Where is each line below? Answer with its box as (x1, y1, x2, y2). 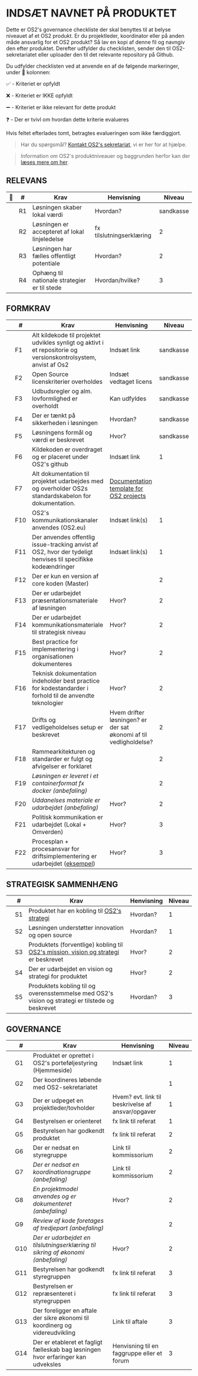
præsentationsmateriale (32, 596, 98, 604)
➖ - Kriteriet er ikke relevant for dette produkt (6, 104, 116, 111)
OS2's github (32, 460, 69, 468)
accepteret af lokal (32, 228, 84, 236)
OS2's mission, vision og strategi (28, 948, 120, 956)
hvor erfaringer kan (32, 1353, 87, 1361)
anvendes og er (32, 1192, 77, 1200)
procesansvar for (32, 844, 80, 852)
